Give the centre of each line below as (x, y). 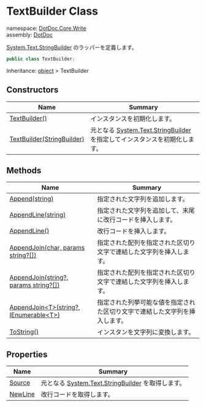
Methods (24, 170)
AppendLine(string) (38, 215)
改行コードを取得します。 (78, 395)
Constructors (32, 90)
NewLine (22, 394)
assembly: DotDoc (30, 34)
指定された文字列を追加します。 (143, 199)
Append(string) (32, 199)
